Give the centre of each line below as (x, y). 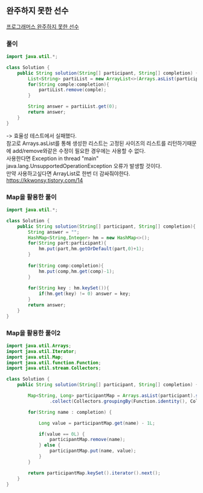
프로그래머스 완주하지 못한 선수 (43, 27)
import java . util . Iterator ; (42, 351)
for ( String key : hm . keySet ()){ (69, 288)
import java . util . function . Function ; (54, 362)
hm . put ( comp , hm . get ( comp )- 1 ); (76, 271)
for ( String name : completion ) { (70, 412)
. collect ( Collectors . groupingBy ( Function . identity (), (118, 401)
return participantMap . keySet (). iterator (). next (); (95, 473)
